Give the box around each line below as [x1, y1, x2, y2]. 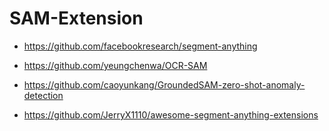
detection [23, 89, 64, 101]
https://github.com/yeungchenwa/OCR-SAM [23, 59, 208, 71]
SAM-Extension [9, 7, 144, 30]
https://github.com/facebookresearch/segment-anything [23, 40, 258, 52]
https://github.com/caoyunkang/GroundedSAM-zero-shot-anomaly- [23, 78, 306, 91]
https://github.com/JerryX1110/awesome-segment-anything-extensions [23, 108, 319, 121]
